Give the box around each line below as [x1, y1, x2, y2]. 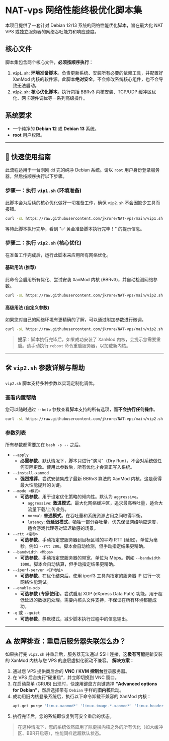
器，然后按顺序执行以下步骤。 [5, 173, 67, 179]
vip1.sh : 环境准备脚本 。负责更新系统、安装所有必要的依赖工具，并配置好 [12, 70, 163, 76]
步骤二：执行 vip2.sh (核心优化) [5, 239, 82, 246]
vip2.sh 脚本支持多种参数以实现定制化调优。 [5, 380, 98, 386]
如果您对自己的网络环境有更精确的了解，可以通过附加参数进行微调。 [5, 317, 146, 323]
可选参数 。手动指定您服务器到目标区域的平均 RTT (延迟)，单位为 [20, 537, 153, 543]
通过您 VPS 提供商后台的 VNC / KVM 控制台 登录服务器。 [12, 668, 130, 674]
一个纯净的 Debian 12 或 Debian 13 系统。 [12, 126, 99, 132]
